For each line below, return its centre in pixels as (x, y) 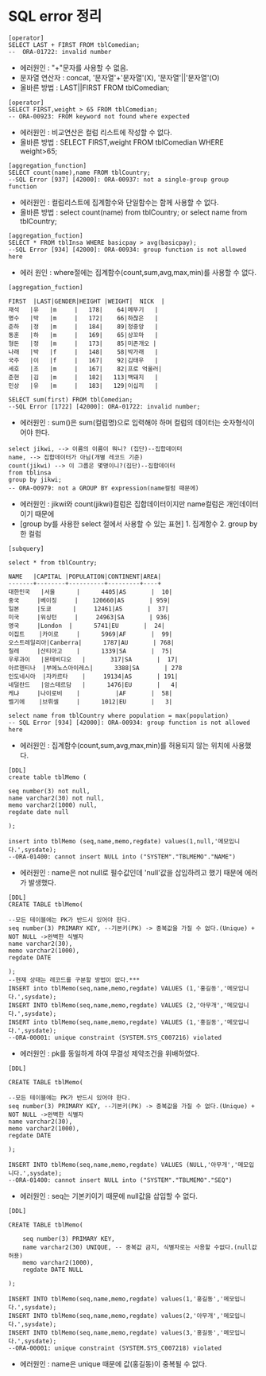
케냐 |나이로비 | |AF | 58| (91, 693)
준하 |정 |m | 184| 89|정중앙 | (83, 327)
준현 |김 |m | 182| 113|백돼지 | (83, 377)
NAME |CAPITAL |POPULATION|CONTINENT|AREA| (85, 576)
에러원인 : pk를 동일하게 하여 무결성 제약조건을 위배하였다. (110, 1053)
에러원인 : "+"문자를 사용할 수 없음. (74, 68)
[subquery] (26, 548)
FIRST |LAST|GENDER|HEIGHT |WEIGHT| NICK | (87, 301)
